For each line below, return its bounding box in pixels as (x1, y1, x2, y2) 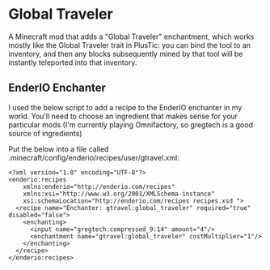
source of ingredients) (8, 128, 82, 138)
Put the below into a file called (8, 144, 109, 154)
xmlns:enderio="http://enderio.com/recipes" (23, 182, 175, 191)
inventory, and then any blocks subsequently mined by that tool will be (8, 49, 243, 58)
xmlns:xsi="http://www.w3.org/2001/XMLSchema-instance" (23, 190, 216, 198)
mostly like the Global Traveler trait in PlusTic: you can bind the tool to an (8, 40, 251, 49)
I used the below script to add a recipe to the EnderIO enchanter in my (8, 102, 243, 112)
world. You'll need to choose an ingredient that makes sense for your (8, 111, 238, 121)
